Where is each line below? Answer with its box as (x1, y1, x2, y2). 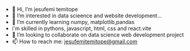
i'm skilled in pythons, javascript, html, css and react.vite (11, 25, 151, 32)
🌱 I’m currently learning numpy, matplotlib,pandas (11, 19, 134, 25)
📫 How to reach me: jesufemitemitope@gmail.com (11, 38, 137, 45)
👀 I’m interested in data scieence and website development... (11, 12, 163, 19)
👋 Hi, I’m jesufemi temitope (11, 6, 78, 13)
